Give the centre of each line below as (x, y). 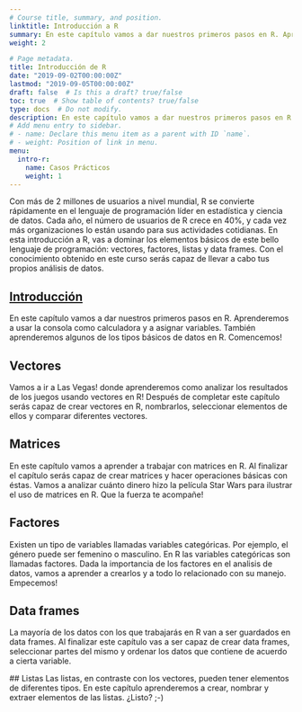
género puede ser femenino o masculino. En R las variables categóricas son (150, 554)
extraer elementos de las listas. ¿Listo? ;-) (87, 698)
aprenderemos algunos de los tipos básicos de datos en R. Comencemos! (146, 337)
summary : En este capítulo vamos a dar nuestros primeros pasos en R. (144, 34)
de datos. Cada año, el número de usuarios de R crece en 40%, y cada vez (148, 220)
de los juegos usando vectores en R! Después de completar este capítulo (145, 397)
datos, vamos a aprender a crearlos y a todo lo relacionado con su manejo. (148, 573)
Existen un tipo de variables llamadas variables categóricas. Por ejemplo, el (149, 544)
